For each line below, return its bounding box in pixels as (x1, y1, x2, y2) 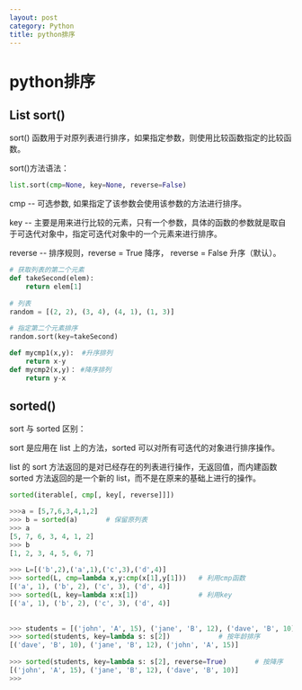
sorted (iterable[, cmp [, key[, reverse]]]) (9, 491, 175, 500)
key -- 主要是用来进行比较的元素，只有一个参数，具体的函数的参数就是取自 (9, 217, 286, 228)
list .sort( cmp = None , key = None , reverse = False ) (9, 181, 187, 190)
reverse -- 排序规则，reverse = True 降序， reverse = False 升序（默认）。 (9, 248, 281, 259)
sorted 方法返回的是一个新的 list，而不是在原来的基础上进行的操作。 (9, 473, 262, 483)
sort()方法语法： (9, 163, 70, 173)
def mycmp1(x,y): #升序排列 (9, 349, 113, 358)
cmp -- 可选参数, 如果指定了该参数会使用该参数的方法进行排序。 (9, 199, 247, 209)
